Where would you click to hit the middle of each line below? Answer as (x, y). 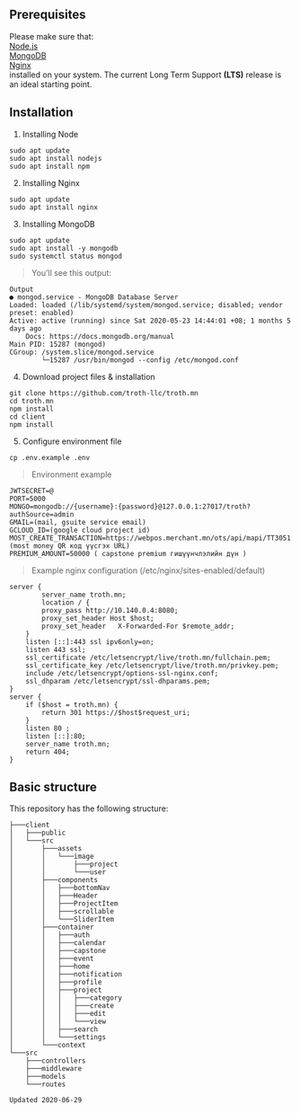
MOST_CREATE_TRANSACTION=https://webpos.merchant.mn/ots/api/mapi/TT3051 (150, 538)
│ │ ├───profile (56, 983)
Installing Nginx (51, 182)
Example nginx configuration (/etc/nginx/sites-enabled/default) (148, 570)
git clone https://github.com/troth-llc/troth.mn (104, 393)
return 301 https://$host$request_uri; (116, 712)
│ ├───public (38, 833)
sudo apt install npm (50, 166)
